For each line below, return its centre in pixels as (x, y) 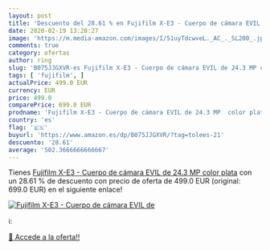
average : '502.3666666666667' (59, 150)
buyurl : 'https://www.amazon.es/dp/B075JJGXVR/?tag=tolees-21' (117, 135)
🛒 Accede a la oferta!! (44, 237)
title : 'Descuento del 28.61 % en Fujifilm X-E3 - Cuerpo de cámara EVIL (135, 23)
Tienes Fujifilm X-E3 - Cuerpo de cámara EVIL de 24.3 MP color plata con (130, 172)
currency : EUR (32, 90)
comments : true (34, 46)
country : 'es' (32, 120)
